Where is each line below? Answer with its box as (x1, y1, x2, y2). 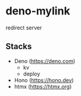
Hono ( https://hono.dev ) (14, 76, 74, 83)
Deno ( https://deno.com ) (14, 57, 76, 64)
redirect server (5, 24, 42, 31)
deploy (23, 70, 40, 77)
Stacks (5, 41, 32, 52)
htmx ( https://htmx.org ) (14, 83, 72, 90)
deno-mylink (5, 4, 70, 18)
